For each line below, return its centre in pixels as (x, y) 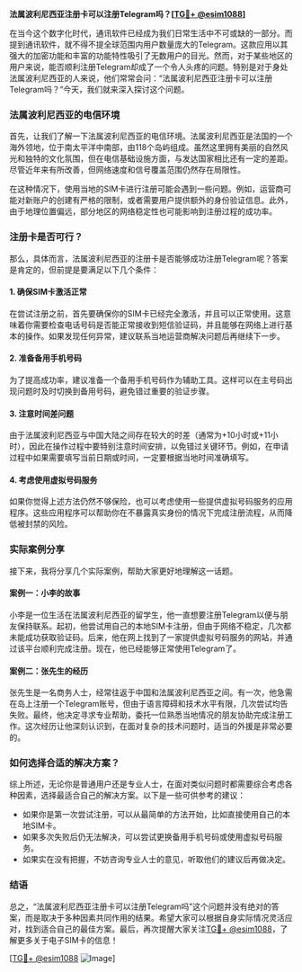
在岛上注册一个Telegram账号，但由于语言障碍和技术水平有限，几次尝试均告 (149, 704)
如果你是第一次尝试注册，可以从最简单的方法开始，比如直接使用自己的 (152, 815)
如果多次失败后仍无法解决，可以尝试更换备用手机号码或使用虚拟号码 (148, 837)
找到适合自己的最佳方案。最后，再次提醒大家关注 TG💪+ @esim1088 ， (152, 929)
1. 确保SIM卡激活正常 (48, 292)
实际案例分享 (37, 549)
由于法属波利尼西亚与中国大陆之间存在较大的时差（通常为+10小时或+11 (140, 435)
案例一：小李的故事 (45, 593)
